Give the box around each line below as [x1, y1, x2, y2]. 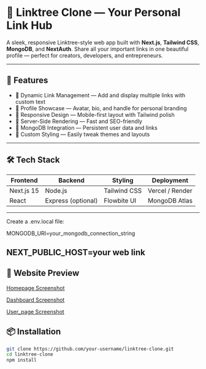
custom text [15, 98, 46, 105]
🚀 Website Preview [6, 268, 80, 278]
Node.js [45, 186, 67, 195]
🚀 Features [6, 75, 48, 86]
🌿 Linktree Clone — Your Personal [6, 6, 181, 20]
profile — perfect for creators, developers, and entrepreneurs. [6, 51, 164, 59]
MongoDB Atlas [147, 196, 193, 204]
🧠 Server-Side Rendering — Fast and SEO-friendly [15, 117, 143, 125]
